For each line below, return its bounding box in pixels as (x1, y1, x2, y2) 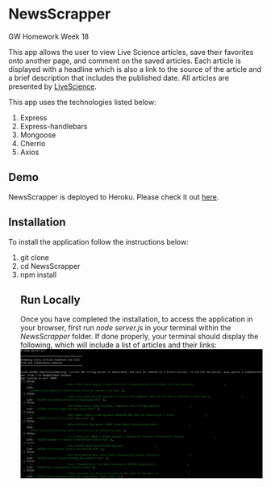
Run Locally (19, 292, 81, 307)
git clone (19, 252, 50, 262)
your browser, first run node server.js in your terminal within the (19, 323, 231, 333)
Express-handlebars (19, 121, 88, 131)
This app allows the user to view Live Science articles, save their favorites (8, 47, 254, 57)
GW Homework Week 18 (8, 31, 90, 41)
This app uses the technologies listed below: (8, 97, 156, 107)
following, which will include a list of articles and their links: (19, 340, 218, 350)
